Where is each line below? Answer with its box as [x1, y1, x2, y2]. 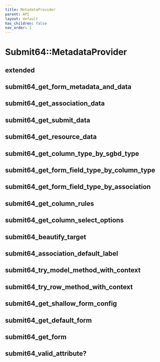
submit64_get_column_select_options [5, 216, 124, 225]
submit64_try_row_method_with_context [5, 283, 133, 291]
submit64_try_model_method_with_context [5, 266, 141, 275]
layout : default [5, 16, 38, 21]
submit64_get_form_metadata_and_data [5, 83, 132, 91]
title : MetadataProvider [5, 7, 56, 12]
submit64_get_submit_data [5, 116, 91, 124]
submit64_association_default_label [5, 250, 118, 258]
